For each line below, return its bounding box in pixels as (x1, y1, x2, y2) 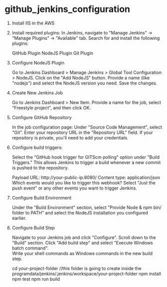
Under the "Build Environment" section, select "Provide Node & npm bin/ (11, 204, 162, 210)
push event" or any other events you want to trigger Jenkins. (11, 185, 137, 191)
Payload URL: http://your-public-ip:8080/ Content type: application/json (11, 174, 160, 180)
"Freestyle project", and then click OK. (11, 104, 91, 110)
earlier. (11, 215, 26, 221)
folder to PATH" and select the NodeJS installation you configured (11, 209, 148, 215)
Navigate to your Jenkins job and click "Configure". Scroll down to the (11, 234, 156, 240)
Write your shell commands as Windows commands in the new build (11, 250, 153, 256)
